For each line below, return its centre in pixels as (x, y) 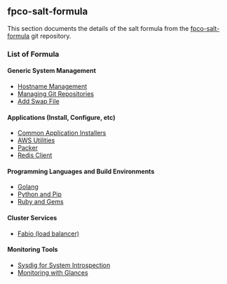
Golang (28, 187)
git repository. (51, 36)
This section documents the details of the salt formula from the (98, 28)
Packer (28, 148)
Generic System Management (52, 71)
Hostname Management (52, 86)
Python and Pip (39, 194)
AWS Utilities (36, 140)
